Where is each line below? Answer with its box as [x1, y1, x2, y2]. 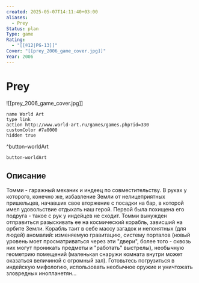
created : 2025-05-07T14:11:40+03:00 [6, 8, 98, 15]
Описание [6, 170, 46, 181]
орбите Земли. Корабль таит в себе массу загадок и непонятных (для [6, 225, 186, 232]
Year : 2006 [6, 54, 34, 60]
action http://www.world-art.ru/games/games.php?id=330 [6, 122, 149, 128]
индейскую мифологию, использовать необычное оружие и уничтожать [6, 263, 194, 271]
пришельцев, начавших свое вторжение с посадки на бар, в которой [6, 199, 185, 207]
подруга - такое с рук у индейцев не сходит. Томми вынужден [6, 212, 167, 220]
